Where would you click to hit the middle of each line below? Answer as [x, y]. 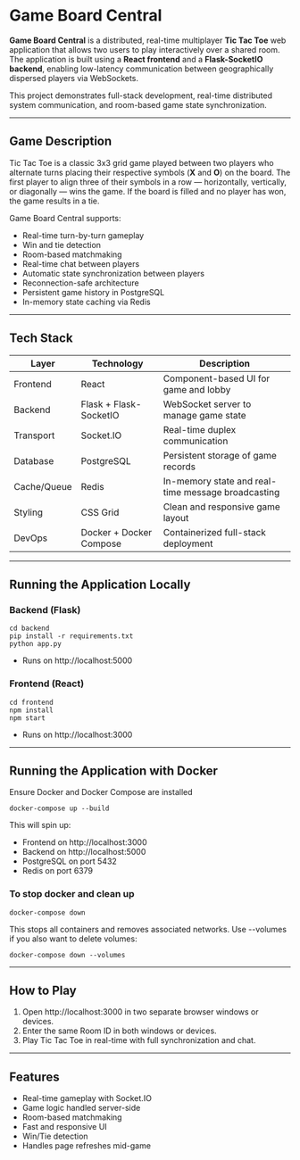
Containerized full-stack [214, 532]
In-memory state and [208, 481]
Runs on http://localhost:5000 [77, 660]
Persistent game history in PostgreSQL [93, 292]
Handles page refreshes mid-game [87, 1146]
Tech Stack [41, 339]
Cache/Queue [43, 486]
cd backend [29, 629]
